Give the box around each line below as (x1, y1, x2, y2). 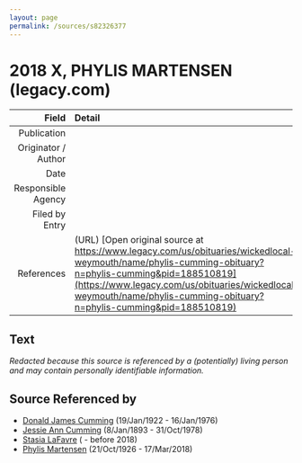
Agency (32, 193, 66, 206)
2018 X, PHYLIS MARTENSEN (9, 60, 233, 81)
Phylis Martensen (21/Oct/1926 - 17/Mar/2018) (22, 444, 193, 455)
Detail (75, 111, 101, 124)
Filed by (31, 208, 66, 220)
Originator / (17, 141, 66, 154)
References (17, 267, 66, 280)
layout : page (9, 13, 58, 22)
